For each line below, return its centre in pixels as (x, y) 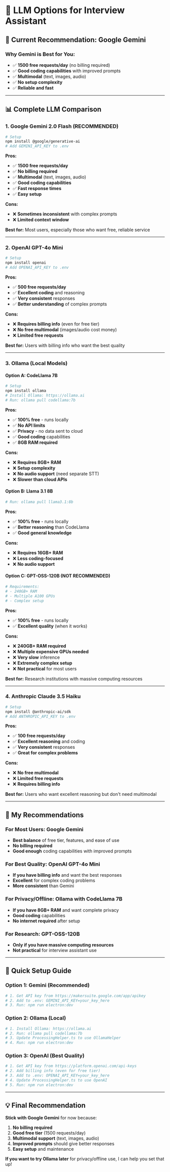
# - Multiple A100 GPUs (30, 596)
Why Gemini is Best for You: (40, 54)
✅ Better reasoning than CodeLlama (51, 527)
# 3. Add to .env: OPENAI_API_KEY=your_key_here (57, 1076)
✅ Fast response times (37, 189)
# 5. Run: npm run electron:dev (39, 1085)
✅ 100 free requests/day (39, 736)
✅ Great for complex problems (45, 753)
